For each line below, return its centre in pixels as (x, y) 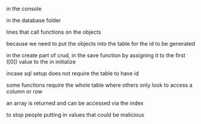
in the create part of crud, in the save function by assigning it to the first (96, 55)
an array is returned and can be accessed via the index (75, 103)
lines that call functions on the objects (54, 32)
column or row (24, 91)
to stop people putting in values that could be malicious (75, 115)
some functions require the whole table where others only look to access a (99, 85)
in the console (24, 9)
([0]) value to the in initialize (41, 62)
